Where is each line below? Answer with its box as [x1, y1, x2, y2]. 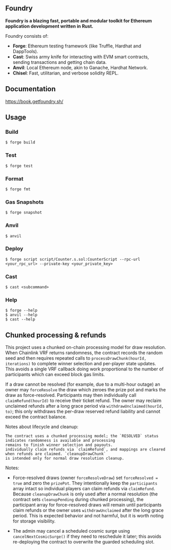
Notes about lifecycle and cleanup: [5, 423, 79, 430]
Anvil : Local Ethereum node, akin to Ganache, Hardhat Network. [12, 64, 148, 70]
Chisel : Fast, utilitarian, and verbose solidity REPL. [12, 70, 119, 76]
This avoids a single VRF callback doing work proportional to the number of [5, 366, 164, 372]
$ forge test [5, 163, 33, 168]
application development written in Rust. [5, 23, 93, 29]
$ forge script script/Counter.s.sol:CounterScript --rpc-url [5, 257, 140, 262]
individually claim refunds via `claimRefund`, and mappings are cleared [5, 447, 166, 452]
